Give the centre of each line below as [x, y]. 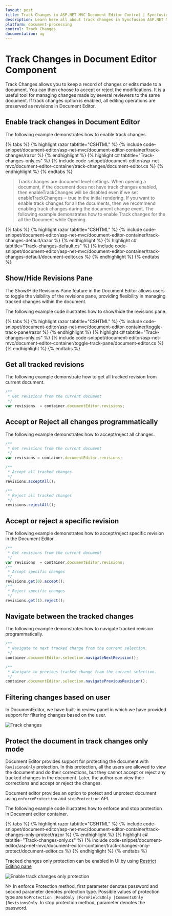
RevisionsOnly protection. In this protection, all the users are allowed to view [86, 766]
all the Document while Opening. [52, 219]
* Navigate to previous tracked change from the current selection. [82, 672]
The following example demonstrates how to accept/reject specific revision [85, 533]
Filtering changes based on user [58, 697]
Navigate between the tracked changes [70, 616]
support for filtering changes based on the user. [56, 715]
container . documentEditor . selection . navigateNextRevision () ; [72, 658]
